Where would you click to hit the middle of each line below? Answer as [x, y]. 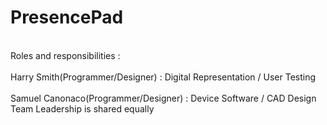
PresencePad [67, 17]
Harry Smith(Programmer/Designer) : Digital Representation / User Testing [163, 77]
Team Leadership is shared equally [82, 108]
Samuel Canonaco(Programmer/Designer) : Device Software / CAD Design [163, 98]
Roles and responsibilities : [65, 55]
